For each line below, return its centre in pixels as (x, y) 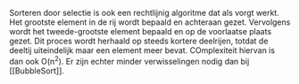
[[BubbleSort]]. (37, 71)
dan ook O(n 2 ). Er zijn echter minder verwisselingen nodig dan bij (129, 61)
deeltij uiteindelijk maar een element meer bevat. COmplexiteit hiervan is (142, 50)
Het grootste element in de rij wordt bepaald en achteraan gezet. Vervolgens (150, 22)
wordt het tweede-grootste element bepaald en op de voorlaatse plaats (141, 31)
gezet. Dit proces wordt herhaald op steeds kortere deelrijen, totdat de (139, 41)
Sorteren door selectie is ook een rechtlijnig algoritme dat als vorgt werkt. (144, 13)
